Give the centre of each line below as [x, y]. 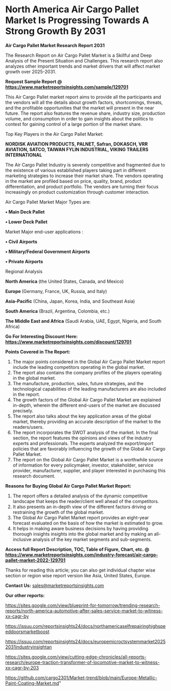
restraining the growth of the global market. [58, 512]
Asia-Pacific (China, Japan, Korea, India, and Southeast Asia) [70, 301]
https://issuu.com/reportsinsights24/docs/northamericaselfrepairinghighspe [86, 626]
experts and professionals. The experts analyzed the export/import [83, 443]
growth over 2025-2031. [31, 71]
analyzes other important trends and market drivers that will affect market [83, 66]
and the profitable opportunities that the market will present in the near [80, 108]
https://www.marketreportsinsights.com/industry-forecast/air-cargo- [82, 555]
